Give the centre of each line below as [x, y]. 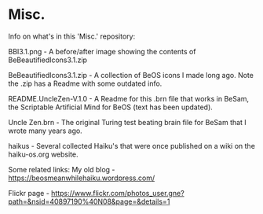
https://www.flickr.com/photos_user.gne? [117, 193]
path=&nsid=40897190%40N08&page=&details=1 [89, 201]
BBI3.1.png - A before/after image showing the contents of [102, 51]
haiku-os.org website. [43, 154]
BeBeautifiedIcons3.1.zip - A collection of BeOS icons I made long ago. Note [131, 75]
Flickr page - [29, 193]
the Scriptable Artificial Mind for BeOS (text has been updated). [111, 107]
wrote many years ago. [45, 131]
